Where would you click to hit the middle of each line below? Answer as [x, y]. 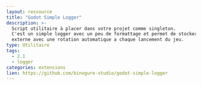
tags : [13, 51]
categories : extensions [36, 67]
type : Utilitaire [28, 45]
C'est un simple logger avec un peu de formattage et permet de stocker [105, 34]
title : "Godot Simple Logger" [44, 17]
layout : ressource [29, 12]
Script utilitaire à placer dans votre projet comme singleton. [94, 28]
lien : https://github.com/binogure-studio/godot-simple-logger [87, 73]
